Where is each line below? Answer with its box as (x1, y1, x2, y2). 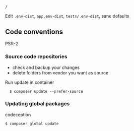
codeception (5, 112, 31, 118)
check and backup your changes (12, 65, 80, 70)
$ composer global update (5, 121, 59, 126)
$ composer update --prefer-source (9, 89, 83, 94)
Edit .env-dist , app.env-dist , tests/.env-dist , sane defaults (5, 13, 130, 19)
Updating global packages (5, 100, 70, 107)
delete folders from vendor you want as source (12, 69, 109, 75)
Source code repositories (5, 53, 67, 60)
